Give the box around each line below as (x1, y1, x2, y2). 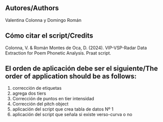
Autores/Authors (5, 4, 59, 12)
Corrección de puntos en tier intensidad (12, 96, 95, 102)
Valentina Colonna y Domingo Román (5, 17, 82, 23)
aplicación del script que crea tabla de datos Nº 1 (12, 106, 114, 112)
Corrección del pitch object (12, 101, 69, 107)
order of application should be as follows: (5, 72, 137, 81)
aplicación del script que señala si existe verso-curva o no (12, 112, 133, 118)
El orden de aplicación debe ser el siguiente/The (5, 64, 158, 73)
